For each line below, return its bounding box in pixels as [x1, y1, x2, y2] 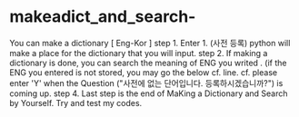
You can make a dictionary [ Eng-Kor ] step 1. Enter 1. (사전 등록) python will [9, 37, 291, 48]
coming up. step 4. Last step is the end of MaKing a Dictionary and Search [9, 88, 288, 99]
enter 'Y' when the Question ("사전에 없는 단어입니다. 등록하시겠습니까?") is [9, 77, 284, 88]
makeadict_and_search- [9, 6, 196, 27]
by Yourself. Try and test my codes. [9, 97, 143, 108]
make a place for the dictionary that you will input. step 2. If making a [9, 47, 268, 58]
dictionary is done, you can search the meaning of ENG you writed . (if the [9, 57, 287, 68]
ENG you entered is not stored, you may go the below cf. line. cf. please [9, 66, 278, 78]
